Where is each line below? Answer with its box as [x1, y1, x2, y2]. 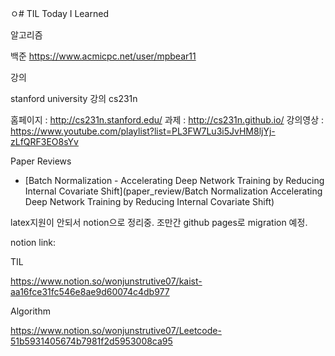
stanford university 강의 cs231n [10, 93, 138, 104]
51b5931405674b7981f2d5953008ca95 [10, 335, 173, 347]
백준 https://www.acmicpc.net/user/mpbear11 [10, 50, 197, 62]
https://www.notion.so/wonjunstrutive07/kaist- [10, 275, 203, 287]
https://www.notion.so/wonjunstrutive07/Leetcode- [10, 325, 222, 336]
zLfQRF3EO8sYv [10, 136, 79, 147]
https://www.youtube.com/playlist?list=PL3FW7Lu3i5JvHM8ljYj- [10, 125, 276, 137]
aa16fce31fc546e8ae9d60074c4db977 [10, 286, 170, 297]
